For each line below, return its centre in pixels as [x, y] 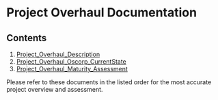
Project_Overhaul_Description [58, 54]
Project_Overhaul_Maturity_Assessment [72, 69]
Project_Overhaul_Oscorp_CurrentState [71, 62]
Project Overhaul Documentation [102, 13]
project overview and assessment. [55, 89]
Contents [27, 38]
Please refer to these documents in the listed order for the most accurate [109, 82]
